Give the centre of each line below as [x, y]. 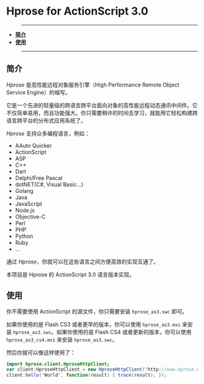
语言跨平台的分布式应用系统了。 [46, 120]
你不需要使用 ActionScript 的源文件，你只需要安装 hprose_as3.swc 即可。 [97, 311]
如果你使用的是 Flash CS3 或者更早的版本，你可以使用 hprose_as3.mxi [93, 324]
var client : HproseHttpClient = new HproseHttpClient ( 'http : [84, 369]
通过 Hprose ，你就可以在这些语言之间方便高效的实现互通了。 [83, 261]
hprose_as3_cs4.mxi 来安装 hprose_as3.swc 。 [62, 340]
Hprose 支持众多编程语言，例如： [48, 133]
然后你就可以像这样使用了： [41, 352]
